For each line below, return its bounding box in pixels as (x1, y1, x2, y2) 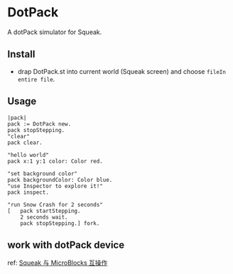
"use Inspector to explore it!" (7, 182, 103, 190)
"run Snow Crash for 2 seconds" (7, 201, 103, 208)
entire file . (17, 75, 55, 83)
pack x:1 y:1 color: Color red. (7, 158, 103, 165)
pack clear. (7, 139, 43, 146)
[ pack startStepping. (7, 207, 81, 214)
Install (7, 48, 36, 60)
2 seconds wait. (20, 214, 69, 221)
